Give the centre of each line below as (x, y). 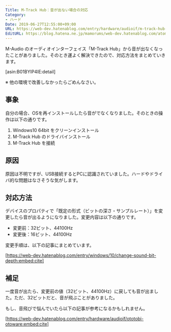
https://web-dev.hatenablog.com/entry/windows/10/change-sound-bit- (81, 256)
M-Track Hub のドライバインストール (51, 136)
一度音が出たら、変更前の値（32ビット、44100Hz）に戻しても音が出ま (80, 291)
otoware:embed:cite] (27, 324)
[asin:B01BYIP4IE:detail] (31, 72)
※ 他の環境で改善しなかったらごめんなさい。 (52, 82)
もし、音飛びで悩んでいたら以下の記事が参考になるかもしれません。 (76, 309)
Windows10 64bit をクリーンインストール (56, 130)
